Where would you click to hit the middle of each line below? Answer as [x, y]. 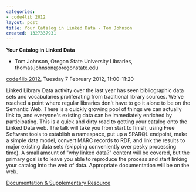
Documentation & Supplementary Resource [58, 183]
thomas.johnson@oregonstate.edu [56, 68]
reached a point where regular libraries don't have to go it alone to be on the [98, 103]
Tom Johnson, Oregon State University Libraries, [74, 62]
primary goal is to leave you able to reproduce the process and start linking [97, 159]
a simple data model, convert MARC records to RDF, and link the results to [96, 140]
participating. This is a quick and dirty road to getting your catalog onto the [97, 122]
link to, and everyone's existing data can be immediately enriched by [89, 116]
